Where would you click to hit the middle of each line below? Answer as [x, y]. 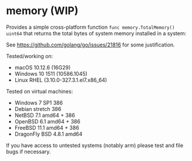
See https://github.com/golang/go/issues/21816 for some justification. [90, 45]
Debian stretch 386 [38, 109]
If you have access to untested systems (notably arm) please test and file [95, 145]
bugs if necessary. [28, 152]
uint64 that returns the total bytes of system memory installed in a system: [96, 33]
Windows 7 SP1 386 [39, 103]
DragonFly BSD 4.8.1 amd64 [48, 134]
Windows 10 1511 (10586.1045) [51, 73]
